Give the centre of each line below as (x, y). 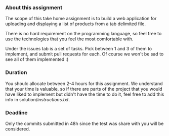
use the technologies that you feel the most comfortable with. (69, 39)
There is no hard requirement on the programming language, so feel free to (83, 34)
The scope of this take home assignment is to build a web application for (81, 19)
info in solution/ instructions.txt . (37, 99)
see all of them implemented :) (37, 59)
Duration (16, 73)
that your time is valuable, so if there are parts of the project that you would (84, 89)
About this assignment (34, 8)
